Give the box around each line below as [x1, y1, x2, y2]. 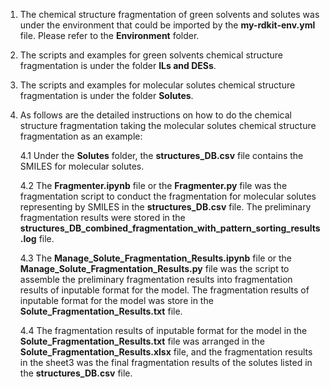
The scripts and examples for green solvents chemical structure [19, 49, 284, 61]
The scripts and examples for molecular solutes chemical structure [19, 79, 296, 91]
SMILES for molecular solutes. [19, 160, 145, 172]
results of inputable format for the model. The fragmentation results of [19, 284, 310, 296]
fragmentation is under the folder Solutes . [19, 90, 194, 101]
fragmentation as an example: [19, 130, 143, 142]
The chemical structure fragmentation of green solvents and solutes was [19, 9, 320, 20]
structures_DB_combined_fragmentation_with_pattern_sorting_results [19, 222, 321, 234]
